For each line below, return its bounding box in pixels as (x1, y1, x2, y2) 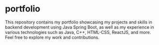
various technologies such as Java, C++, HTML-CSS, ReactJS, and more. (5, 29, 151, 35)
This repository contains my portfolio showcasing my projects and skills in (5, 19, 152, 25)
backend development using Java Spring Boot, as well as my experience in (5, 24, 154, 30)
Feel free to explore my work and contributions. (5, 34, 100, 40)
